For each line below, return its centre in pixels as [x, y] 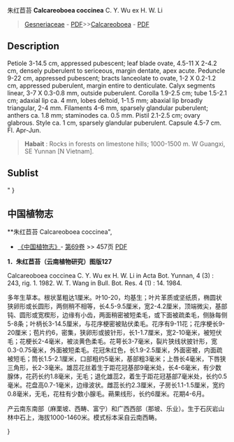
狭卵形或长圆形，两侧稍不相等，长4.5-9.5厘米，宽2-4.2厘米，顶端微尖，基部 [117, 306]
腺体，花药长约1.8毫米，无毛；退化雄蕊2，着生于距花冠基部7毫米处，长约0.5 [117, 376]
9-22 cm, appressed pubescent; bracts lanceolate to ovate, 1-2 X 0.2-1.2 [112, 78]
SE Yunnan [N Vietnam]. [59, 151]
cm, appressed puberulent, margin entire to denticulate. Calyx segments [111, 85]
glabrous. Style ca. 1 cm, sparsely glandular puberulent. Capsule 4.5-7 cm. [115, 123]
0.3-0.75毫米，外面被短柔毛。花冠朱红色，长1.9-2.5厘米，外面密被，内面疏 [115, 350]
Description [33, 47]
